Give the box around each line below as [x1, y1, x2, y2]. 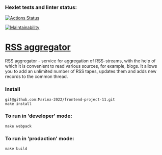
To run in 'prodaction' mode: [5, 135, 75, 142]
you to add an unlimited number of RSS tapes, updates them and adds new [5, 68, 157, 75]
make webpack [5, 124, 32, 129]
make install [5, 101, 32, 106]
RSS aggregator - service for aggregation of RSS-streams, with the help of [5, 58, 156, 64]
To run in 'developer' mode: [5, 112, 73, 119]
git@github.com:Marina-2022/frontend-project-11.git [5, 97, 115, 102]
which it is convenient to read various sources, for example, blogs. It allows [5, 63, 157, 69]
